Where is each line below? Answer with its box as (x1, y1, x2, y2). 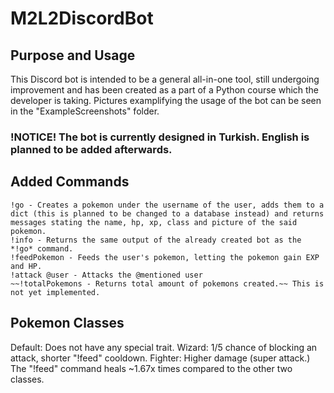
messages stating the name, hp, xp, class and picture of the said (10, 217, 298, 227)
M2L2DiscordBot (10, 7, 154, 30)
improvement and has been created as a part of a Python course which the (10, 84, 320, 96)
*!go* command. (10, 243, 74, 254)
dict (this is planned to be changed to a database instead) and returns (10, 208, 325, 219)
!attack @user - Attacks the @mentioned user (10, 270, 203, 280)
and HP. (10, 261, 43, 271)
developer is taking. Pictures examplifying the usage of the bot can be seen (10, 95, 322, 106)
